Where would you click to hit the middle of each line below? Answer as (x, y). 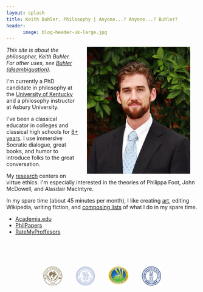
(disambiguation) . (29, 69)
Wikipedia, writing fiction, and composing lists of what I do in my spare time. (102, 207)
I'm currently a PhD (30, 82)
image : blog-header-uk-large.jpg (65, 32)
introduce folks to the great (40, 158)
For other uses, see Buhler (39, 63)
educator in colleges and (37, 125)
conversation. (23, 164)
